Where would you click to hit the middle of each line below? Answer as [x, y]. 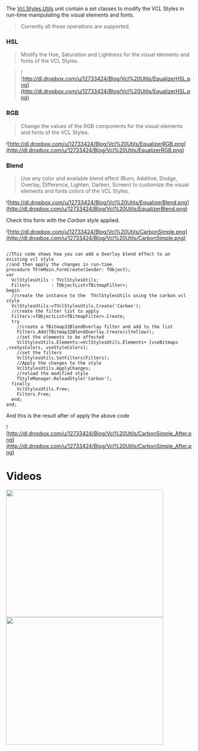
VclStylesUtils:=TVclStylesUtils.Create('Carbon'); [77, 306]
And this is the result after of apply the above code [68, 415]
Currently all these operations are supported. [75, 26]
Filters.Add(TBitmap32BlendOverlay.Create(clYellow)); [86, 332]
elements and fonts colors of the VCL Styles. [75, 191]
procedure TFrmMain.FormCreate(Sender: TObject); [69, 269]
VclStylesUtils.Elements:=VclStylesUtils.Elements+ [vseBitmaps [98, 342]
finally [21, 384]
